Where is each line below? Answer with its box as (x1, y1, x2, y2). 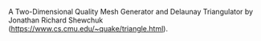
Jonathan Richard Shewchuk (8, 15, 104, 25)
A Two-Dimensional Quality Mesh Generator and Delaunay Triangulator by (8, 7, 254, 16)
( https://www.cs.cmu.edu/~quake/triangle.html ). (8, 24, 169, 33)
